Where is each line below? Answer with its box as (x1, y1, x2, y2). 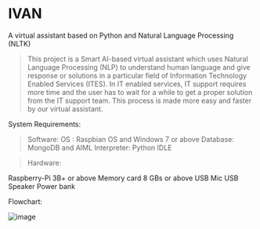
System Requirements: (8, 119, 81, 129)
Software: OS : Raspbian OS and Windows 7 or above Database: (27, 134, 235, 144)
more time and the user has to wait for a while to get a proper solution (27, 87, 253, 96)
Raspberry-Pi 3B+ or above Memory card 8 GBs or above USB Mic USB (8, 173, 239, 183)
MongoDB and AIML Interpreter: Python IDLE (27, 143, 172, 152)
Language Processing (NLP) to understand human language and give (27, 62, 251, 71)
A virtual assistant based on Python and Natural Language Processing (8, 31, 234, 40)
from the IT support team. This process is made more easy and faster (27, 96, 252, 105)
